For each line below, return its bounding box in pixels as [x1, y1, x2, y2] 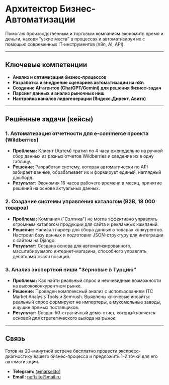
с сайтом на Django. [12, 237, 56, 243]
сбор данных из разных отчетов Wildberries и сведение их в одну [12, 153, 154, 159]
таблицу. [12, 159, 32, 165]
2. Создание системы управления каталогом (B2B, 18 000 [5, 198, 155, 205]
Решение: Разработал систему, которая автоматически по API [12, 164, 148, 170]
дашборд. [12, 175, 34, 181]
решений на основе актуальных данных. [12, 185, 100, 191]
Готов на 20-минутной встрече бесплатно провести [5, 348, 118, 354]
